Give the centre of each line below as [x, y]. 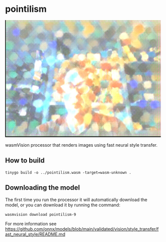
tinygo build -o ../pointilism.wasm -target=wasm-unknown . [68, 172]
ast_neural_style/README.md [35, 234]
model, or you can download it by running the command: [63, 205]
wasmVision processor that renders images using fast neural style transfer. [82, 145]
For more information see [31, 224]
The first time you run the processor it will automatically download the [76, 200]
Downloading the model [42, 188]
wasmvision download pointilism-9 [41, 214]
